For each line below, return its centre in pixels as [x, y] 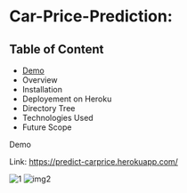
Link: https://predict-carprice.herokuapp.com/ [93, 161]
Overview [40, 80]
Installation [42, 89]
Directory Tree [49, 108]
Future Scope [47, 127]
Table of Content [57, 49]
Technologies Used [57, 118]
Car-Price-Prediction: [91, 16]
